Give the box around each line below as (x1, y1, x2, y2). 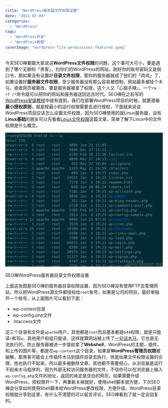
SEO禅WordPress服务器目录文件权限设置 (5, 272, 89, 278)
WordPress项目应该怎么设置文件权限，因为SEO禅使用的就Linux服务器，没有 (5, 110, 161, 116)
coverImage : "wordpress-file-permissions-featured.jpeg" (5, 45, 126, 50)
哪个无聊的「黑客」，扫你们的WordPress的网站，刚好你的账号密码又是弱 (13, 66, 161, 72)
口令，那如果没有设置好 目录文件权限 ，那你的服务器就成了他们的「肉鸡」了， (5, 72, 163, 78)
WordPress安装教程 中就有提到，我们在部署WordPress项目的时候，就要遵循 (5, 97, 160, 103)
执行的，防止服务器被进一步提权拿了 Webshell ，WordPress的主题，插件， (9, 342, 161, 348)
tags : (5, 29, 16, 34)
